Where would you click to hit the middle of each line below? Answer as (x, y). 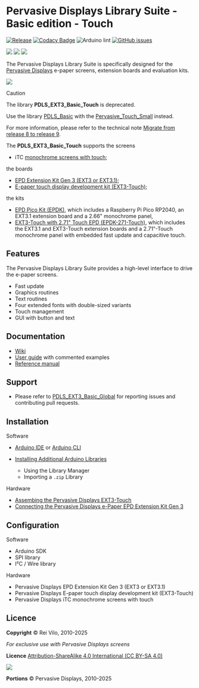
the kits (15, 198)
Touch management (39, 311)
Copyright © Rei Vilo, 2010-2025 (47, 633)
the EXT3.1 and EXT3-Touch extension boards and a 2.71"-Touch (94, 228)
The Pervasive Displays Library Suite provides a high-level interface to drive (99, 268)
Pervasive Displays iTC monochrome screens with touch (84, 599)
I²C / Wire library (35, 564)
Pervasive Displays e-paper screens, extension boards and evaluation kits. (98, 70)
